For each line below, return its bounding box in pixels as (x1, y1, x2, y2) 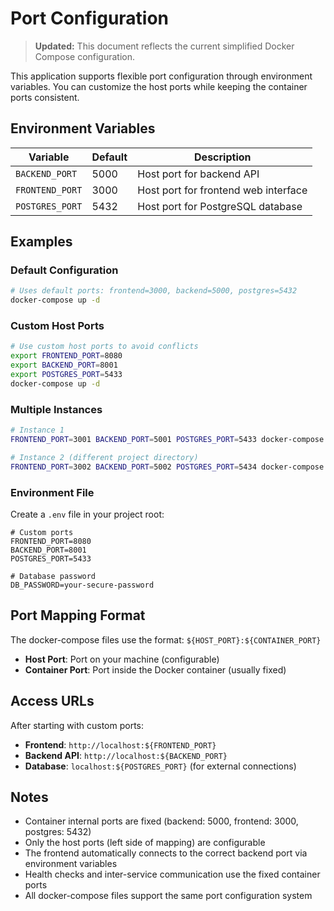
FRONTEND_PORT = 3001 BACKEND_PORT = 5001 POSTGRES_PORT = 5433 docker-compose (10, 435, 325, 445)
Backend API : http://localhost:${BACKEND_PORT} (24, 749, 228, 761)
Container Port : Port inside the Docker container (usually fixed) (24, 663, 287, 676)
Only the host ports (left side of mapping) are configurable (24, 837, 266, 849)
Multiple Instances (10, 402, 103, 416)
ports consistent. (10, 91, 80, 103)
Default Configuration (10, 263, 119, 277)
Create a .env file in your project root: (10, 508, 165, 520)
